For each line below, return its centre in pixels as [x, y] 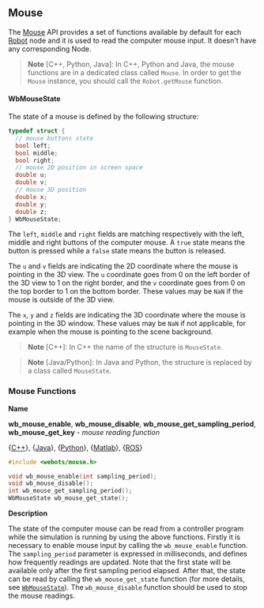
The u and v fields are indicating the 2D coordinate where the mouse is [123, 266]
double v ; [31, 182]
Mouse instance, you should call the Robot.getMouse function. [125, 81]
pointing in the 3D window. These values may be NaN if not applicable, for [127, 324]
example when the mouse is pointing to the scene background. [111, 332]
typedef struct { [37, 131]
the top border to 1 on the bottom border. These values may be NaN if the [126, 291]
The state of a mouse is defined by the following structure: [104, 117]
